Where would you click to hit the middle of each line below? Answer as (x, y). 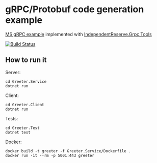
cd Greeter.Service (26, 81)
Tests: (12, 118)
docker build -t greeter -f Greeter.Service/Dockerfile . (68, 151)
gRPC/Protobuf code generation (75, 9)
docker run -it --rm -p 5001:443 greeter (50, 155)
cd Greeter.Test (22, 128)
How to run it (26, 60)
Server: (13, 72)
